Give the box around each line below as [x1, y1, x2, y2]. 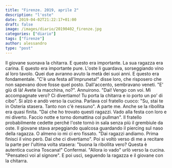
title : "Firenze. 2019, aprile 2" [5, 7, 79, 13]
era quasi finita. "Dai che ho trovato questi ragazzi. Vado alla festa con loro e [5, 109, 167, 115]
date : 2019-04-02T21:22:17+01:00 [5, 17, 77, 22]
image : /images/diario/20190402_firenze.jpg [5, 27, 102, 32]
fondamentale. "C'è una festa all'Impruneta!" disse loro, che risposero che [5, 76, 162, 82]
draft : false [5, 22, 33, 27]
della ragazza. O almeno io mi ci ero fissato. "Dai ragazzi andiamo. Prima [5, 130, 159, 136]
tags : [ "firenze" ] [5, 36, 45, 41]
